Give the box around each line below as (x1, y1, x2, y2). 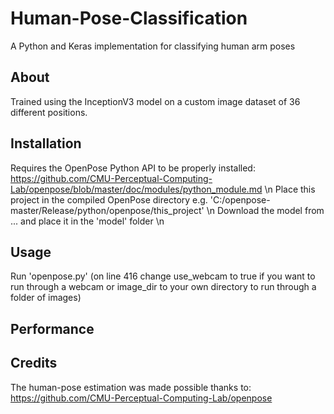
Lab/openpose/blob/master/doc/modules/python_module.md (10, 183, 263, 195)
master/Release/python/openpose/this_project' (10, 204, 205, 216)
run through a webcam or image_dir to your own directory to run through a (10, 281, 317, 293)
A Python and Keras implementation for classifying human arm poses (10, 40, 296, 52)
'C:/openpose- (209, 193, 271, 206)
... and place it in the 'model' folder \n (10, 215, 165, 227)
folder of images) (10, 292, 82, 304)
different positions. (10, 106, 88, 118)
